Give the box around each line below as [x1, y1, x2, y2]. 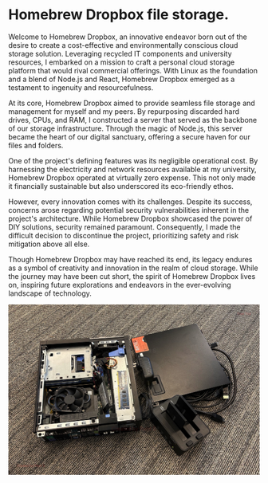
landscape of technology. [8, 289, 92, 298]
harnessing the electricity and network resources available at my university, [8, 164, 257, 174]
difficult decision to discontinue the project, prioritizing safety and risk [8, 230, 239, 240]
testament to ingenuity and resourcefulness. [8, 82, 154, 92]
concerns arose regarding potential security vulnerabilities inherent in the [8, 205, 250, 214]
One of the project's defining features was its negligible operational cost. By [8, 155, 258, 165]
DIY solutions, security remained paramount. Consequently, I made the [8, 222, 241, 232]
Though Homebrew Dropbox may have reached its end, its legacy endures [8, 254, 253, 264]
